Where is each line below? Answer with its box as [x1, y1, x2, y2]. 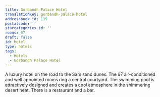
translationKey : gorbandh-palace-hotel [5, 12, 88, 17]
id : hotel [5, 40, 26, 45]
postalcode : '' [5, 21, 37, 26]
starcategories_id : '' [5, 26, 52, 31]
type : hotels [5, 44, 32, 49]
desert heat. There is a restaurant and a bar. [5, 87, 95, 93]
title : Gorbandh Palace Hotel [5, 7, 68, 12]
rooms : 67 [5, 30, 26, 35]
